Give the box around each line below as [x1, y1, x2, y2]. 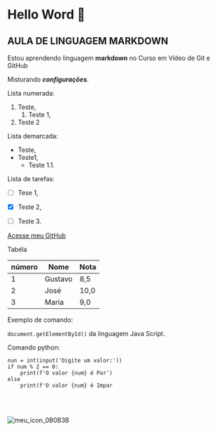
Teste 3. [17, 217, 42, 225]
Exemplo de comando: [7, 315, 73, 324]
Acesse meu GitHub [7, 231, 66, 240]
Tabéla [7, 245, 27, 254]
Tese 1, [17, 188, 39, 197]
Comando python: [7, 343, 60, 352]
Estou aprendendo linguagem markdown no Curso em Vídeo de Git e [7, 54, 211, 62]
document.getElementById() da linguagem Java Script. [7, 330, 166, 338]
